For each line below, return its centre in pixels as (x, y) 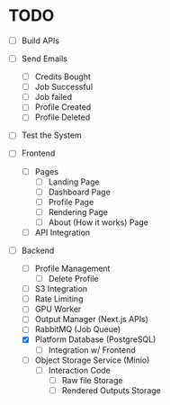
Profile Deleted (63, 117)
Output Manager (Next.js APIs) (92, 319)
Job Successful (64, 87)
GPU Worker (58, 309)
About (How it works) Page (98, 222)
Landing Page (74, 182)
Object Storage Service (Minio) (92, 360)
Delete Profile (74, 279)
